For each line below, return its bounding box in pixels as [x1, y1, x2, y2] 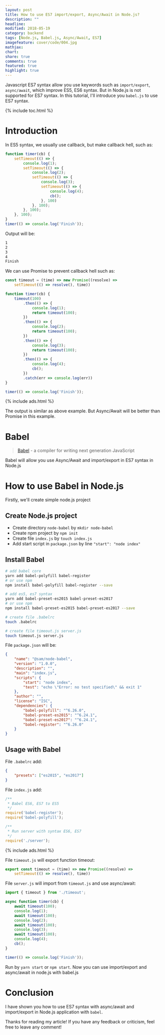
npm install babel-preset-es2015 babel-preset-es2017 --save [5, 606, 135, 611]
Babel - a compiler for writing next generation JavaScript [17, 447, 135, 453]
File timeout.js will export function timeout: [5, 857, 95, 863]
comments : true [5, 59, 37, 64]
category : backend [5, 31, 43, 36]
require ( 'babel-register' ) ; [5, 811, 64, 816]
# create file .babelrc [5, 615, 55, 620]
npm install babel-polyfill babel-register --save [5, 583, 113, 588]
